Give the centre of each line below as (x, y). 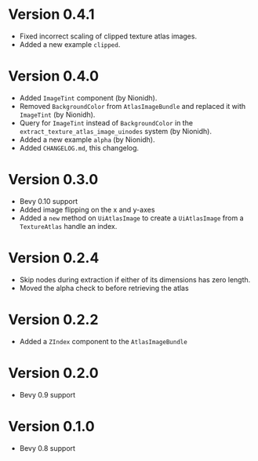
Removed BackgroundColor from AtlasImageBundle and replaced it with (133, 106)
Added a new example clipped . (70, 44)
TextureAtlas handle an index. (68, 226)
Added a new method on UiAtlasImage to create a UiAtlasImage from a (131, 218)
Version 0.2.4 (54, 258)
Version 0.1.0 (52, 426)
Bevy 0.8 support (47, 448)
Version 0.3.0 (53, 180)
